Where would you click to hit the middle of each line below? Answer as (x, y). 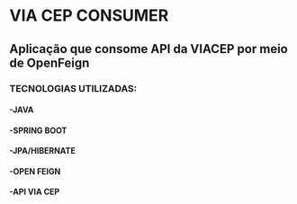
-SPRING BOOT (38, 130)
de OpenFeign (49, 62)
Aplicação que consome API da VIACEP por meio (148, 49)
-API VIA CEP (35, 192)
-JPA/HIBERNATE (43, 151)
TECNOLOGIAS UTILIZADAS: (73, 88)
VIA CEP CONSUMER (89, 16)
